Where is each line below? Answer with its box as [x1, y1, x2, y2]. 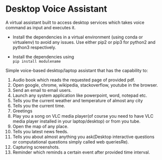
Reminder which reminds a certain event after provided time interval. [12, 149, 150, 155]
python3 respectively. [12, 44, 56, 50]
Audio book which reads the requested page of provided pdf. [12, 77, 135, 83]
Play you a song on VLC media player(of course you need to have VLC [12, 113, 154, 119]
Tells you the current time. [12, 103, 65, 108]
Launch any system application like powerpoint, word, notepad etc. [12, 92, 147, 98]
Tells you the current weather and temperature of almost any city [12, 97, 143, 103]
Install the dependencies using [12, 53, 74, 59]
